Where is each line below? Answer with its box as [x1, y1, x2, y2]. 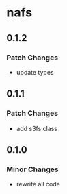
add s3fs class [16, 124, 58, 132]
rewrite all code [16, 180, 61, 189]
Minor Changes [6, 165, 59, 174]
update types [16, 68, 54, 76]
